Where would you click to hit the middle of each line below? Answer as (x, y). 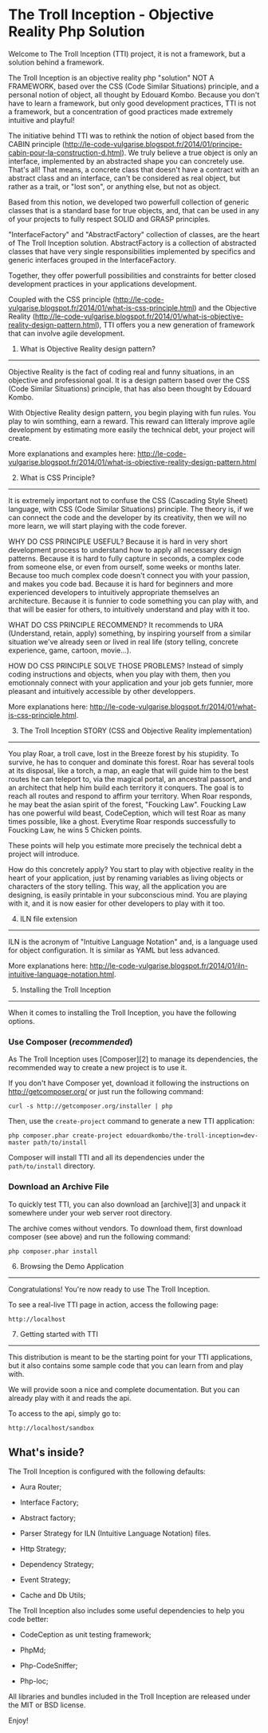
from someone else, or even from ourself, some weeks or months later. (125, 567)
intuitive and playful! (41, 120)
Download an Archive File (59, 1187)
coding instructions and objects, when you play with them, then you (120, 674)
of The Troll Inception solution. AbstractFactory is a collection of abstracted (132, 243)
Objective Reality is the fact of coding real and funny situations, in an (121, 371)
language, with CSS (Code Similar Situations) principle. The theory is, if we (131, 509)
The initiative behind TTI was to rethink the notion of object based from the (131, 135)
